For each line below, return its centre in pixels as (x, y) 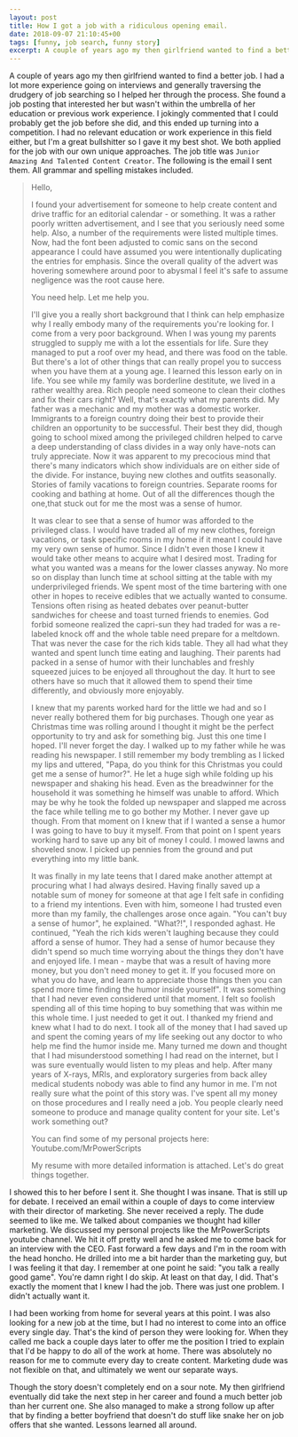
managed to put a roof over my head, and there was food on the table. (159, 353)
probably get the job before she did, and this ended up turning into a (134, 123)
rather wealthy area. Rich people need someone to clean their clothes (158, 390)
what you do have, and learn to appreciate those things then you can (157, 980)
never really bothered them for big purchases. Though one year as (153, 717)
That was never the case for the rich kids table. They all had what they (159, 643)
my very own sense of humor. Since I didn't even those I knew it (148, 549)
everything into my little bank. (85, 859)
